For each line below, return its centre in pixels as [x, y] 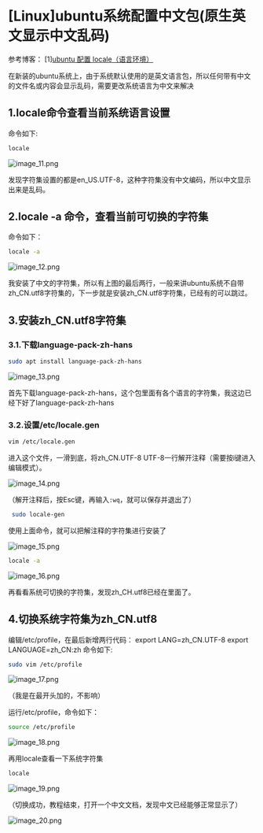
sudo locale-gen [38, 515]
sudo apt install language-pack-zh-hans [75, 361]
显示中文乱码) [66, 36]
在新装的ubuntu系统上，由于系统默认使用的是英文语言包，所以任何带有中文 [130, 76]
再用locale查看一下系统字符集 [56, 759]
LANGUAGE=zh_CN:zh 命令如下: [60, 650]
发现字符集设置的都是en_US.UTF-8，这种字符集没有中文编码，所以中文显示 [130, 180]
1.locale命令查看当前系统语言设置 [89, 113]
